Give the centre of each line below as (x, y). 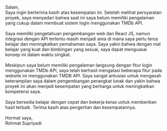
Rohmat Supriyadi (23, 123)
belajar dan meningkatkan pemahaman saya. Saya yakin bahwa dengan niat (83, 44)
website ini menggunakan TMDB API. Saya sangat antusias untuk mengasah (83, 76)
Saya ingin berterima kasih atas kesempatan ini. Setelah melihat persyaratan (83, 12)
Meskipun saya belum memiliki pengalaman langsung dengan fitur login (79, 65)
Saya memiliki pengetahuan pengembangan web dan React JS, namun (78, 33)
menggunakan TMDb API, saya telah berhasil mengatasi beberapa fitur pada (83, 70)
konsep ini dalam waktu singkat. (38, 55)
